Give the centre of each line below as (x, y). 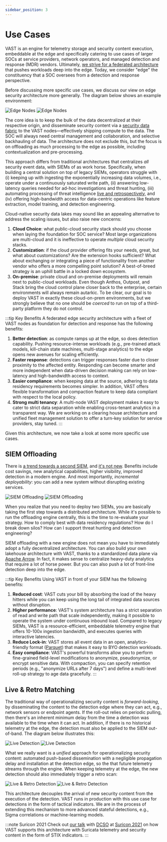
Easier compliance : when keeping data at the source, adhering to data (85, 381)
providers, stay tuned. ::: (37, 423)
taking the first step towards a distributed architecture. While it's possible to (83, 512)
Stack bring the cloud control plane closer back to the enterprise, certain (87, 287)
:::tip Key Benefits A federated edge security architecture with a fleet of (79, 318)
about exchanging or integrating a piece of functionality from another (83, 260)
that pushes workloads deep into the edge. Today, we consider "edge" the (82, 69)
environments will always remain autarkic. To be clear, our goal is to (82, 292)
